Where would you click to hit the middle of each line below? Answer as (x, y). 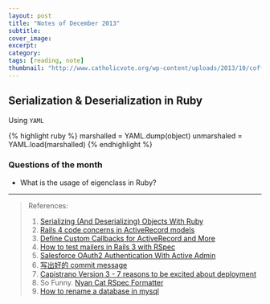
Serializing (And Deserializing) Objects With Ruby (121, 221)
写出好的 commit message (84, 265)
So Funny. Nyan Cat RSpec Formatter (102, 282)
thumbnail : (27, 68)
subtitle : (25, 31)
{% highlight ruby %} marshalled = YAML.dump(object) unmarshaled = (125, 136)
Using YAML (26, 120)
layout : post (30, 16)
